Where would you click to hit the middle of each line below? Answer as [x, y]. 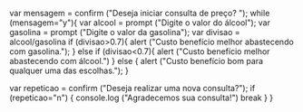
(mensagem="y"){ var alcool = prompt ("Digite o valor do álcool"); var [140, 23]
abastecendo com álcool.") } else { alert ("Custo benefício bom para [137, 61]
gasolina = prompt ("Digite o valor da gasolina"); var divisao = [125, 32]
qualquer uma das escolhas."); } [69, 70]
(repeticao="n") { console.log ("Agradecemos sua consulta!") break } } [142, 98]
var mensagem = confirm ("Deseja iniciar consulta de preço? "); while [140, 13]
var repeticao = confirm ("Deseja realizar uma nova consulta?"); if [132, 88]
